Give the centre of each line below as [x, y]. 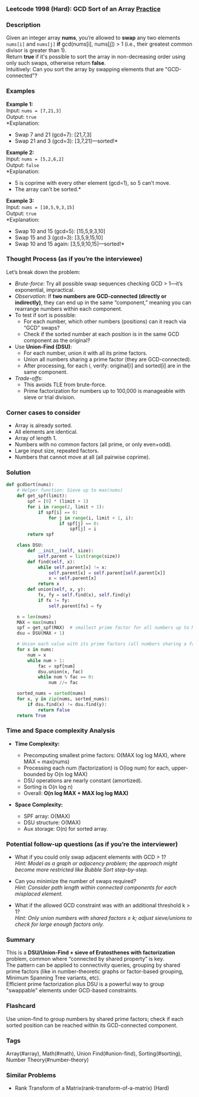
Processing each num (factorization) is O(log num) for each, [97, 768]
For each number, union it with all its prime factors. [86, 353]
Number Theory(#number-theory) [47, 1060]
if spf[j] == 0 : [79, 524]
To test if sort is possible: [45, 315]
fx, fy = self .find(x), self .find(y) [84, 595]
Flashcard [21, 1006]
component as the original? [57, 340]
